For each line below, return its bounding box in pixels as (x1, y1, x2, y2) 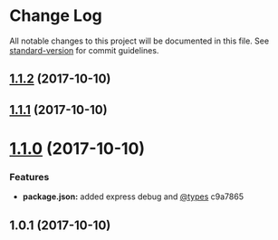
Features (9, 170, 50, 183)
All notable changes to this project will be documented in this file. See (9, 35, 270, 46)
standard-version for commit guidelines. (9, 44, 159, 55)
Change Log (9, 5, 102, 26)
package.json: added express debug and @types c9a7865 (22, 191, 244, 202)
